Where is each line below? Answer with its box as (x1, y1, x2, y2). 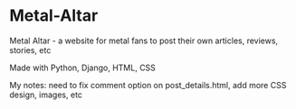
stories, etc (9, 44, 52, 55)
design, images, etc (9, 89, 83, 100)
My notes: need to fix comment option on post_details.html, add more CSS (9, 79, 287, 90)
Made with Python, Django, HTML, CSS (9, 62, 157, 73)
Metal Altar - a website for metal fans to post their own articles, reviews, (9, 35, 279, 46)
